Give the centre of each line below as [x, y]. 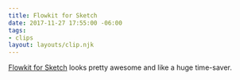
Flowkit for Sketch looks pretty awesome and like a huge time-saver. [120, 67]
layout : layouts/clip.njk [51, 45]
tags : [17, 30]
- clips [21, 38]
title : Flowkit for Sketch [53, 15]
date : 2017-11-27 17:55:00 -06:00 [66, 23]
